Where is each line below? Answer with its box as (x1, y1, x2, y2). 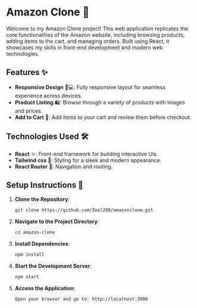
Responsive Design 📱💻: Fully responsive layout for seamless (14, 83, 166, 91)
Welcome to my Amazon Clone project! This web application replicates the (6, 25, 189, 32)
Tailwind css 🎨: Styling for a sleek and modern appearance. (14, 157, 162, 164)
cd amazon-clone (14, 230, 55, 236)
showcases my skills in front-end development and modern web (6, 44, 163, 51)
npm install (14, 252, 45, 258)
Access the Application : (14, 284, 75, 291)
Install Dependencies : (14, 240, 70, 247)
